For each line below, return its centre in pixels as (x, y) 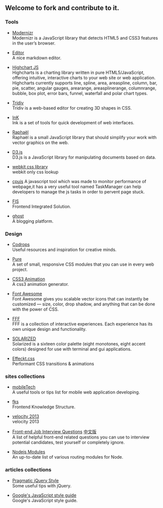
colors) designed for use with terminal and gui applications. (72, 349)
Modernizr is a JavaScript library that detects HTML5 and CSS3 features (85, 38)
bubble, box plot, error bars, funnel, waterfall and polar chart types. (80, 93)
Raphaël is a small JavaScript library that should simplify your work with (84, 137)
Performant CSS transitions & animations (53, 364)
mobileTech (24, 387)
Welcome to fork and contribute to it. (62, 8)
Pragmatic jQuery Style (35, 480)
